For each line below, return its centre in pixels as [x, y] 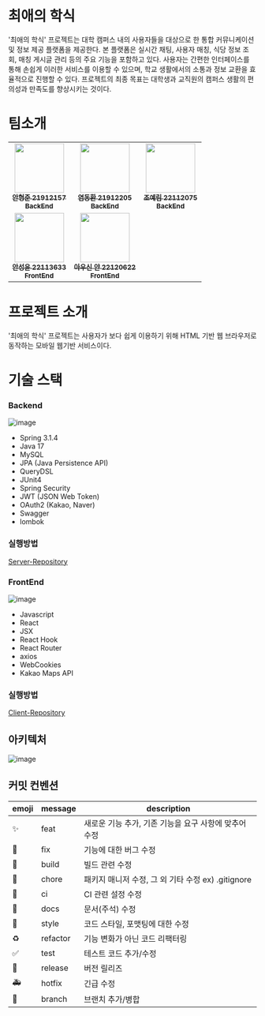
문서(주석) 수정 [110, 909]
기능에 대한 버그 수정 [120, 849]
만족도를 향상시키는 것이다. [70, 88]
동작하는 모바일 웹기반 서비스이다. [60, 345]
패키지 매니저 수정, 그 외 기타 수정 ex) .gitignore [168, 879]
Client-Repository [37, 713]
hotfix [52, 984]
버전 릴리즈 [103, 968]
